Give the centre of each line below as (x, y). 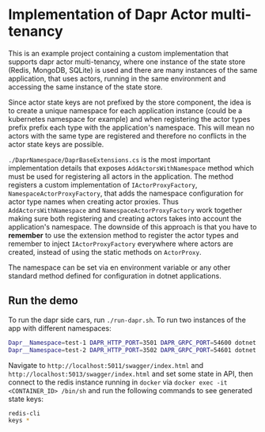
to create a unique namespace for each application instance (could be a (125, 110)
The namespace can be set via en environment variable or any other (119, 267)
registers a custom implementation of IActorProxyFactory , (103, 184)
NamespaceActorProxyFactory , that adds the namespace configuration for (126, 193)
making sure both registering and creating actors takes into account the (125, 218)
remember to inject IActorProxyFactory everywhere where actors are (121, 244)
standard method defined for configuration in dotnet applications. (115, 275)
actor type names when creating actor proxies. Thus (94, 201)
